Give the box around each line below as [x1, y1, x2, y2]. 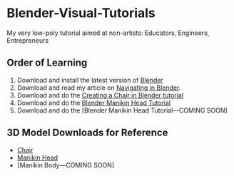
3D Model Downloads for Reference [6, 127, 168, 139]
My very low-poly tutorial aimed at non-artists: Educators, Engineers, [6, 29, 210, 37]
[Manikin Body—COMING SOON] [16, 160, 115, 169]
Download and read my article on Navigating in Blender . [16, 83, 181, 92]
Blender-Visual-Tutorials [6, 5, 156, 21]
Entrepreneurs [6, 36, 49, 44]
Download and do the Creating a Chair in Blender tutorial [16, 90, 183, 99]
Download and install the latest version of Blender [16, 76, 163, 84]
